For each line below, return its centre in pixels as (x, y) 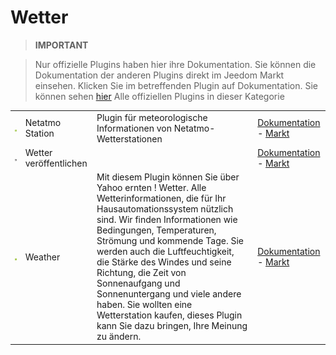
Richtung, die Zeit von (141, 273)
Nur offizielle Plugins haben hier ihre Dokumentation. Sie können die (175, 64)
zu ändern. (119, 337)
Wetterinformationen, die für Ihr (161, 198)
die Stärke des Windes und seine (164, 262)
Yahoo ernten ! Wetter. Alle (151, 188)
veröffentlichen (56, 163)
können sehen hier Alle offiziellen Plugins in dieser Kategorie (159, 96)
